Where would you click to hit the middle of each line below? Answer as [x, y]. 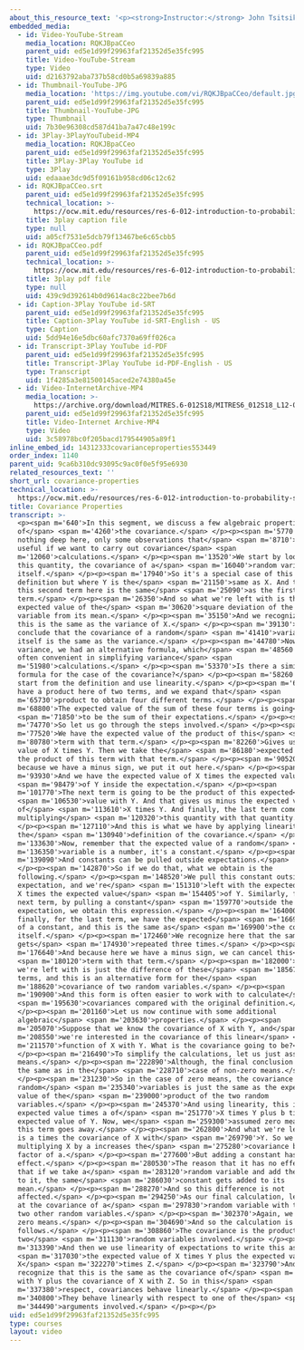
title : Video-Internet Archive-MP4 [93, 422]
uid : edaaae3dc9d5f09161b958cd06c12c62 [101, 178]
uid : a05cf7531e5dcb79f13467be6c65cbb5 [101, 236]
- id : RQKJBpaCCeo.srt [60, 187]
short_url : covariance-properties [75, 481]
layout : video [36, 1332]
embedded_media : [40, 26]
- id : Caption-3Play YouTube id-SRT [86, 304]
